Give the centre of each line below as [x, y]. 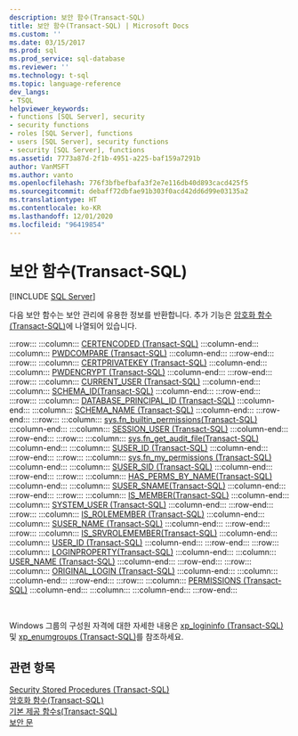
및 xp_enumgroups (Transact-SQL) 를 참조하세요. [97, 637]
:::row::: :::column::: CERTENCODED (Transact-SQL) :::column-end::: [134, 344]
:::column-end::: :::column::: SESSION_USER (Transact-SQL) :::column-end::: [149, 429]
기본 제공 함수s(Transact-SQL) [64, 711]
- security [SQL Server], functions [77, 150]
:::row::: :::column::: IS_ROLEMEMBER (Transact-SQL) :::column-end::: [137, 514]
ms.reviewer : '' [39, 68]
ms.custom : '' [36, 34]
